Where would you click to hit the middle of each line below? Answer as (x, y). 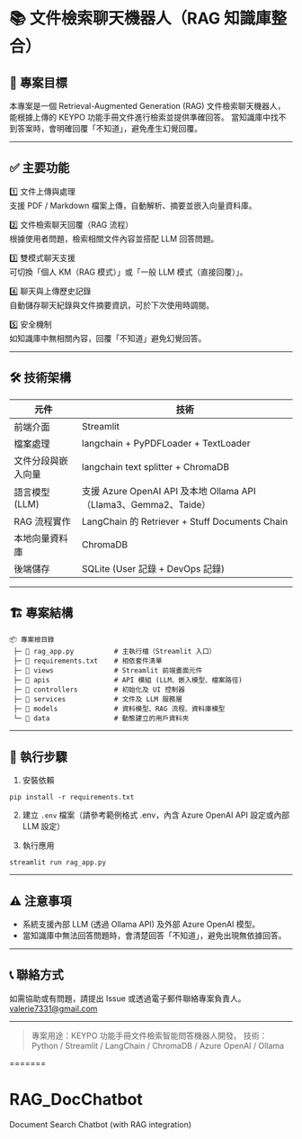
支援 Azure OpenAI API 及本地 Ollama (161, 491)
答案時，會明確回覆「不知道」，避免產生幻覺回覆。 (109, 128)
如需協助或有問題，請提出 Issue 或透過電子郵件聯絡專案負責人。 (128, 998)
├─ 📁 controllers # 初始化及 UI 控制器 (99, 690)
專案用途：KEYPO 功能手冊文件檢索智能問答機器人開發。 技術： (149, 1035)
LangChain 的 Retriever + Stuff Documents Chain (185, 521)
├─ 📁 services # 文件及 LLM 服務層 (98, 700)
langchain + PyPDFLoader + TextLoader (166, 443)
